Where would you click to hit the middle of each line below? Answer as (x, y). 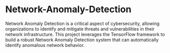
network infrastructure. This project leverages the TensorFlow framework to (85, 34)
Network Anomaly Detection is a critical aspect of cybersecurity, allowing (82, 23)
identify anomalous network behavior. (45, 45)
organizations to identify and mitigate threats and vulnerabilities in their (80, 29)
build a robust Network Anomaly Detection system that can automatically (82, 40)
